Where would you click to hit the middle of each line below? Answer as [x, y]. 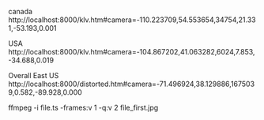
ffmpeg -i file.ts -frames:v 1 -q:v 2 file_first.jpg [83, 107]
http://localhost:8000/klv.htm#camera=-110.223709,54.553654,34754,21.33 [132, 20]
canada [21, 11]
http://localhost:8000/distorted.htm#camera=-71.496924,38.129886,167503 [132, 84]
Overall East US [34, 75]
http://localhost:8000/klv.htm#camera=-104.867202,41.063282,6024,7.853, [132, 52]
